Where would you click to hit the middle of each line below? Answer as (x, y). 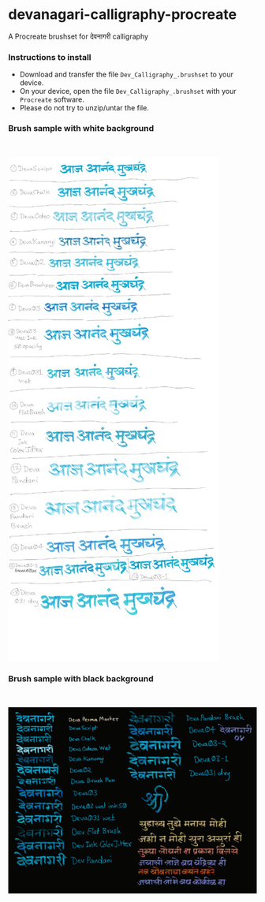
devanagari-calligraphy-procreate (123, 15)
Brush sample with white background (81, 129)
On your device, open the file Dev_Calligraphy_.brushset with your (128, 91)
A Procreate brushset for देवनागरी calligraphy (78, 36)
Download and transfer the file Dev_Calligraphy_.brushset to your (127, 75)
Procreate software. (52, 99)
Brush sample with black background (81, 679)
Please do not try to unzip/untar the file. (84, 108)
